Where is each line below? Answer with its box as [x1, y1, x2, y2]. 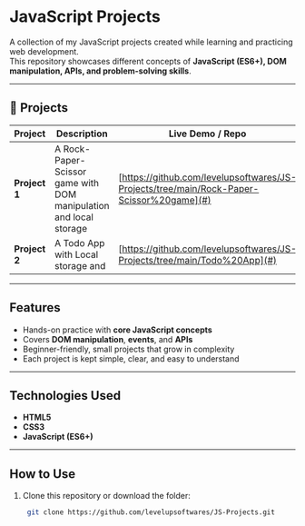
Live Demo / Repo [168, 127, 247, 140]
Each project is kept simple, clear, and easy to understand [22, 352, 240, 364]
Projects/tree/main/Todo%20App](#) [118, 253, 277, 266]
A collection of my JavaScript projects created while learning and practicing [9, 36, 293, 47]
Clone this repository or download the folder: [22, 491, 191, 501]
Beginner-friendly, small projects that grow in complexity [22, 343, 235, 354]
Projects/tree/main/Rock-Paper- [118, 182, 260, 194]
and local [54, 211, 93, 223]
